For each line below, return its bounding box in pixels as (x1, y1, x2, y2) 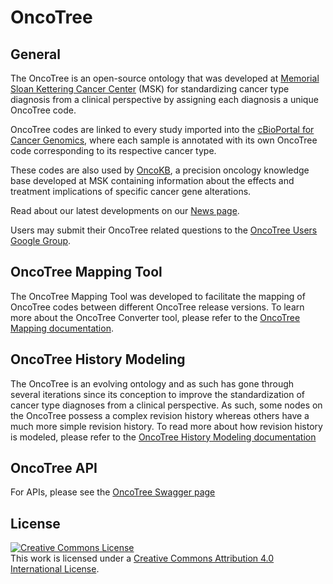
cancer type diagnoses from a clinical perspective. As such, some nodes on (10, 399, 323, 411)
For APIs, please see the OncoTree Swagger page (10, 486, 216, 498)
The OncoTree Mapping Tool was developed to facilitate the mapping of (10, 290, 306, 302)
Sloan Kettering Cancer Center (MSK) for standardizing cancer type (10, 83, 290, 95)
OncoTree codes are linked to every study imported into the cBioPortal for (10, 124, 315, 135)
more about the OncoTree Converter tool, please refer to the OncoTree (10, 311, 301, 323)
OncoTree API (10, 460, 98, 477)
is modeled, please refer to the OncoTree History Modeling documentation (10, 431, 317, 443)
